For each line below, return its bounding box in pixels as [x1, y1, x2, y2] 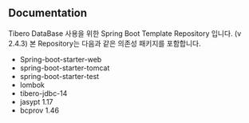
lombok [19, 80, 45, 89]
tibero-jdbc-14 [19, 88, 68, 98]
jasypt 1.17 [19, 97, 53, 106]
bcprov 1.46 [19, 105, 60, 115]
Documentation [8, 6, 88, 20]
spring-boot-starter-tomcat [19, 63, 110, 73]
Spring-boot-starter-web [19, 54, 102, 64]
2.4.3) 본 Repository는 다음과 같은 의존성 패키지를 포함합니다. [8, 38, 201, 48]
